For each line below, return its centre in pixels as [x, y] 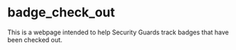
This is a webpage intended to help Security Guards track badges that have [118, 32]
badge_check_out [61, 12]
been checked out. [35, 39]
